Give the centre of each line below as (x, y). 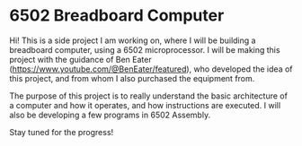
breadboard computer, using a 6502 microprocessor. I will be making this (145, 49)
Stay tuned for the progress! (62, 132)
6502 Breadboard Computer (117, 16)
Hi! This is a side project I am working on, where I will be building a (133, 40)
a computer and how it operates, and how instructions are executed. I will (145, 105)
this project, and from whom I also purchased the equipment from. (132, 78)
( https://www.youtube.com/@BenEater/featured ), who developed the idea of (151, 69)
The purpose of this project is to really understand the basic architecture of (148, 96)
